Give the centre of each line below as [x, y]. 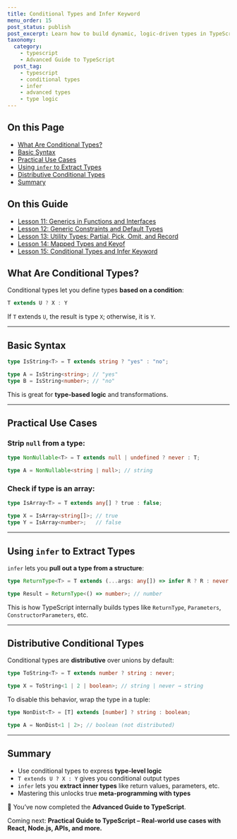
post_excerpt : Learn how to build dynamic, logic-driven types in [107, 33]
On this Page [36, 128]
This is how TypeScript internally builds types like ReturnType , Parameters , [114, 607]
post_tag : [28, 66]
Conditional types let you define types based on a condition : [96, 290]
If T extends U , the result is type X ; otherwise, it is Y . [82, 317]
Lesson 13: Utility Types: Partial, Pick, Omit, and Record [98, 236]
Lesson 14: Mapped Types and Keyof [71, 243]
